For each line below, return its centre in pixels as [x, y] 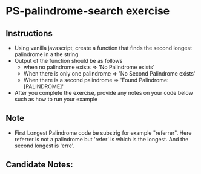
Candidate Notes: [39, 165]
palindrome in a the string [46, 54]
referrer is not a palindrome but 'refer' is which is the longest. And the [101, 139]
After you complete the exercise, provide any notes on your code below [104, 93]
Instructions [29, 34]
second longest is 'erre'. [44, 146]
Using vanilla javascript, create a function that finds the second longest [103, 48]
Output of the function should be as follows [68, 61]
